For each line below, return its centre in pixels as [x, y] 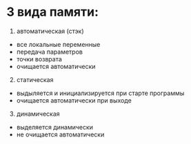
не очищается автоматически [60, 134]
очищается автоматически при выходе [74, 100]
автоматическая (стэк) [50, 31]
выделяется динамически [55, 127]
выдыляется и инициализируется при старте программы [100, 93]
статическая [35, 79]
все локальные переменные [58, 44]
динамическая [38, 114]
